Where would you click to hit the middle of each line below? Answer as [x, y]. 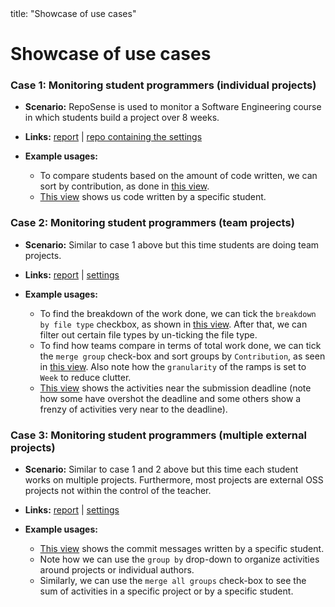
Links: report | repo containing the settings [113, 137]
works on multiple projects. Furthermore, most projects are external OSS [174, 480]
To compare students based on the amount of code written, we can [178, 176]
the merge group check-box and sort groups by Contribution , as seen [182, 356]
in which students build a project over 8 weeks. [122, 118]
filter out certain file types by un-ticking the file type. [148, 334]
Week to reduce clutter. [85, 377]
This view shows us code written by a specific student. [153, 197]
